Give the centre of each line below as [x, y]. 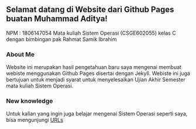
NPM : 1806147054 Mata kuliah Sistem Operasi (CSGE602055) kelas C [91, 33]
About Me [20, 54]
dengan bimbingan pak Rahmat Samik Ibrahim [61, 39]
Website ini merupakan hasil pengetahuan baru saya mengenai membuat [94, 67]
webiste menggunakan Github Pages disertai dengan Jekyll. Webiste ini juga [98, 73]
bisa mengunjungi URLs [35, 120]
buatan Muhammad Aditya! [57, 19]
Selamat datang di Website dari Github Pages [90, 10]
